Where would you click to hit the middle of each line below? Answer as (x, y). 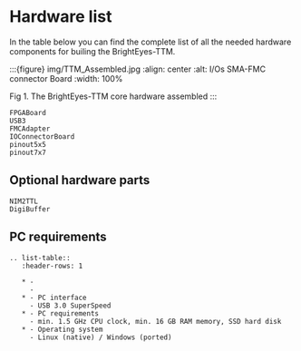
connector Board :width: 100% (66, 78)
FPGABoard (28, 112)
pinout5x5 (28, 144)
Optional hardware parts (80, 180)
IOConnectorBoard (42, 136)
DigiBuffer (30, 209)
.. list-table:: (40, 258)
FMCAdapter (30, 129)
